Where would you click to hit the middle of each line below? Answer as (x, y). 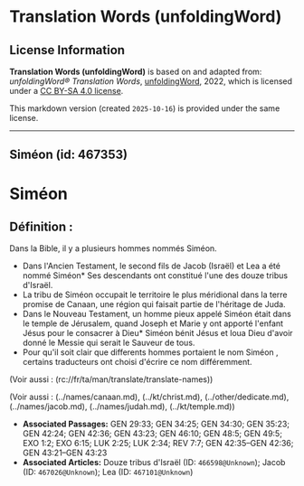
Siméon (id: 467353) (69, 155)
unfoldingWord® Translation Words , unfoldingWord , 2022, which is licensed (151, 81)
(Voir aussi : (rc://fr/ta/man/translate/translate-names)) (111, 379)
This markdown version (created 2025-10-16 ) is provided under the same (145, 108)
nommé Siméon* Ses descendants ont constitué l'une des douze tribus (155, 276)
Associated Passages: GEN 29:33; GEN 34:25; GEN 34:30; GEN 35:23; (156, 424)
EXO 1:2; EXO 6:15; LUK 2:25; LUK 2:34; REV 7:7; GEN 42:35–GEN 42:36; (158, 444)
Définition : (41, 226)
